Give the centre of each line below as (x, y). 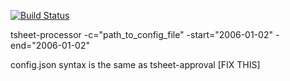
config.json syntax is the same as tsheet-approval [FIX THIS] (135, 64)
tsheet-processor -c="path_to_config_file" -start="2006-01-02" (141, 34)
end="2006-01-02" (50, 45)
